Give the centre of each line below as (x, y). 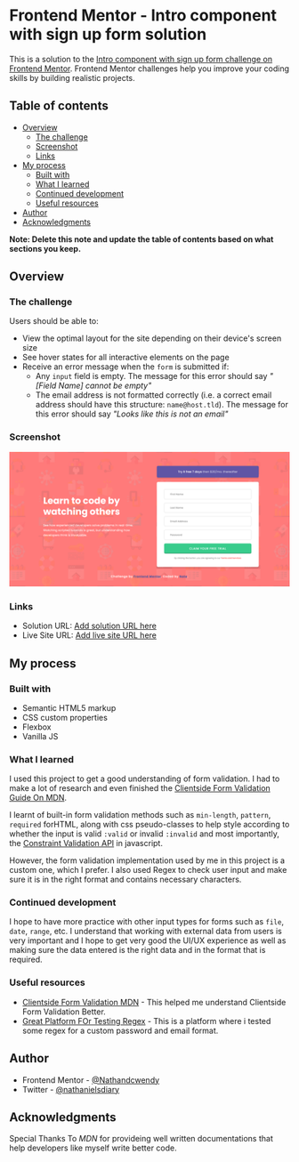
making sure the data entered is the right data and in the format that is (137, 950)
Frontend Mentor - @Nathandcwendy (91, 1080)
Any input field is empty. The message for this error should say (151, 376)
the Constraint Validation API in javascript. (86, 843)
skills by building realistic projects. (72, 77)
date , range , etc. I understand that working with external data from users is (145, 932)
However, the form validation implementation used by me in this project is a (147, 860)
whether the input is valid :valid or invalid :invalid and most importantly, (145, 834)
